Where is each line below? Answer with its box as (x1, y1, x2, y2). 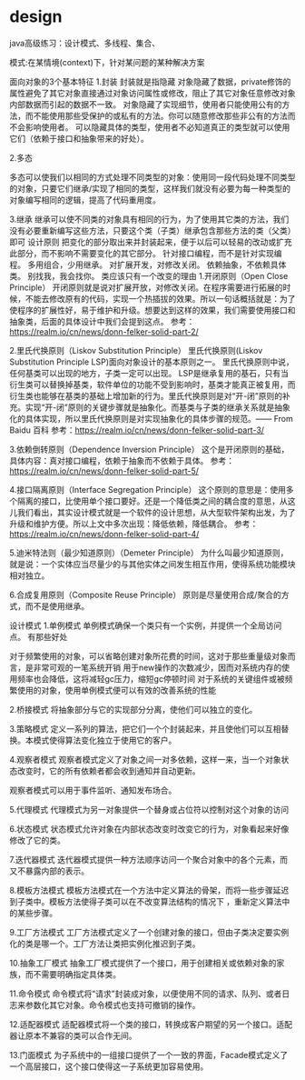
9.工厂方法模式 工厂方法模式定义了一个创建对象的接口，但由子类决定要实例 (9, 926, 290, 937)
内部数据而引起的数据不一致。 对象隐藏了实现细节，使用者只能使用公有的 (9, 98, 282, 110)
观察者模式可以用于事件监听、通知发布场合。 (9, 785, 177, 795)
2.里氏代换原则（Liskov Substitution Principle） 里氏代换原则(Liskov (9, 345, 263, 355)
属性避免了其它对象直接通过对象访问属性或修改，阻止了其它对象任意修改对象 (9, 87, 296, 98)
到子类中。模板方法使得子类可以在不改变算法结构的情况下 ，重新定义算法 (9, 895, 282, 906)
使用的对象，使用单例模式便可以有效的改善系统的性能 (16, 685, 216, 695)
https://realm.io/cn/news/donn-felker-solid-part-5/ (9, 465, 200, 476)
